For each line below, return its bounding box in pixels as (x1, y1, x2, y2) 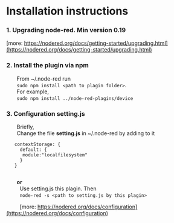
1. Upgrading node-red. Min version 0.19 (6, 26, 126, 35)
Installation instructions (6, 4, 129, 18)
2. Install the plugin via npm (6, 61, 89, 70)
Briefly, (16, 123, 34, 131)
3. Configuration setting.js (6, 109, 86, 118)
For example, (16, 88, 50, 95)
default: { (19, 147, 47, 153)
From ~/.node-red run (16, 75, 71, 82)
